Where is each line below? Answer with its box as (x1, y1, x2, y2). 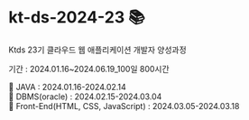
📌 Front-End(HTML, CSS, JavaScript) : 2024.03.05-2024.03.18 (8, 100, 240, 111)
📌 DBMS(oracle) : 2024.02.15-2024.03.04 (8, 91, 162, 102)
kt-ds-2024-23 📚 (8, 7, 145, 28)
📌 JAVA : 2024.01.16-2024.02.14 (8, 81, 127, 92)
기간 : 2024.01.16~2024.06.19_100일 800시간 (8, 63, 170, 74)
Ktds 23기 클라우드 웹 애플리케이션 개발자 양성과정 (8, 44, 187, 55)
